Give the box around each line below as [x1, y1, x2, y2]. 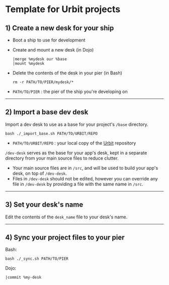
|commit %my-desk [5, 275, 42, 280]
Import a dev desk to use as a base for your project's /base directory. [5, 121, 148, 127]
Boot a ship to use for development [12, 37, 86, 43]
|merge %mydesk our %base [12, 57, 67, 62]
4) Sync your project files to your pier [5, 233, 125, 242]
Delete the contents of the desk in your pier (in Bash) [12, 70, 122, 76]
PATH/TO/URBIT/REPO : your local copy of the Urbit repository [12, 140, 136, 146]
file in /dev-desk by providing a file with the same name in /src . [12, 181, 143, 187]
